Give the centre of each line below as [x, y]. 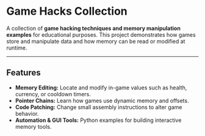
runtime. [17, 48]
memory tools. [33, 126]
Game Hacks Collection [67, 11]
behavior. [27, 113]
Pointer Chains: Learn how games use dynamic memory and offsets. [102, 100]
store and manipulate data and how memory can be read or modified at [96, 41]
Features [23, 73]
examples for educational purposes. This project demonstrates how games [101, 34]
